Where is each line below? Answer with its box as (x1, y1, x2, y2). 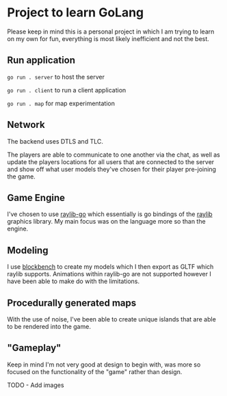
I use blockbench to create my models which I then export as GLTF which (7, 263, 214, 271)
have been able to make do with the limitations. (7, 277, 140, 285)
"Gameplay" (7, 342, 62, 354)
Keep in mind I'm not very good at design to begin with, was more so (7, 360, 201, 369)
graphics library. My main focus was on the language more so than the (7, 217, 206, 226)
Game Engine (7, 192, 65, 203)
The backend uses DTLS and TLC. (7, 137, 104, 145)
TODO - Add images (7, 381, 64, 389)
